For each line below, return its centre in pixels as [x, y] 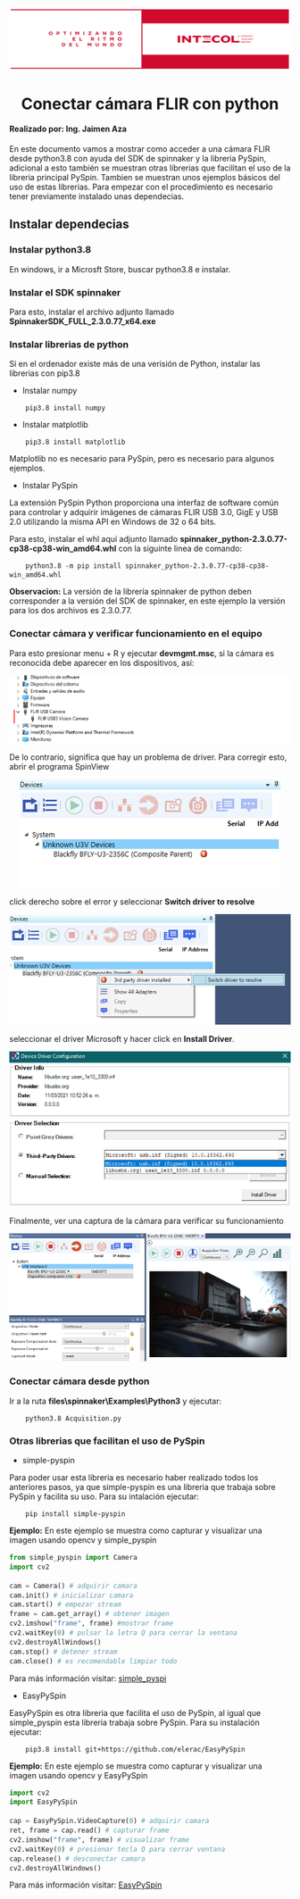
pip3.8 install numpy [65, 408]
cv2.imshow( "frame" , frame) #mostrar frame [92, 1624]
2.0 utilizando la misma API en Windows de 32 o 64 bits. [113, 522]
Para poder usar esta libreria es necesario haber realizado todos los [134, 1478]
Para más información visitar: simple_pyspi [88, 1678]
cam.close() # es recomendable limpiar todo [93, 1661]
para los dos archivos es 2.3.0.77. [71, 611]
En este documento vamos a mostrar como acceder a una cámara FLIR [140, 149]
